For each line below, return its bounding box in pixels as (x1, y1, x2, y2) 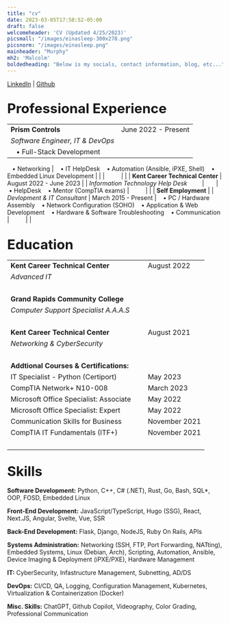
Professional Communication (7, 610, 89, 618)
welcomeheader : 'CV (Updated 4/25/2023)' (7, 29, 127, 36)
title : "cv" (7, 10, 41, 17)
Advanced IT (10, 272, 52, 281)
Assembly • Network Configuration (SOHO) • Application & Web (7, 201, 199, 209)
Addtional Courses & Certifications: (10, 361, 129, 370)
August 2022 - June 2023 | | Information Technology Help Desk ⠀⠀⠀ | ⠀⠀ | (7, 179, 219, 188)
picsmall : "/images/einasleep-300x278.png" (7, 36, 133, 42)
